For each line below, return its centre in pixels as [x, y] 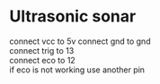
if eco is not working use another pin [77, 70]
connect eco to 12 [43, 60]
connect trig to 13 [42, 50]
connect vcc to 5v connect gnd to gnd [80, 41]
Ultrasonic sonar [73, 17]
